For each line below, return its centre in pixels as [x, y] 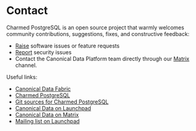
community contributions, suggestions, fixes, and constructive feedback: [98, 34]
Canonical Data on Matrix [47, 115]
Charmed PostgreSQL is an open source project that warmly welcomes [95, 27]
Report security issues [43, 52]
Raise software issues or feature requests [67, 46]
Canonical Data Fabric [43, 88]
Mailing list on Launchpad [47, 121]
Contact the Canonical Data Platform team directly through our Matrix [102, 58]
